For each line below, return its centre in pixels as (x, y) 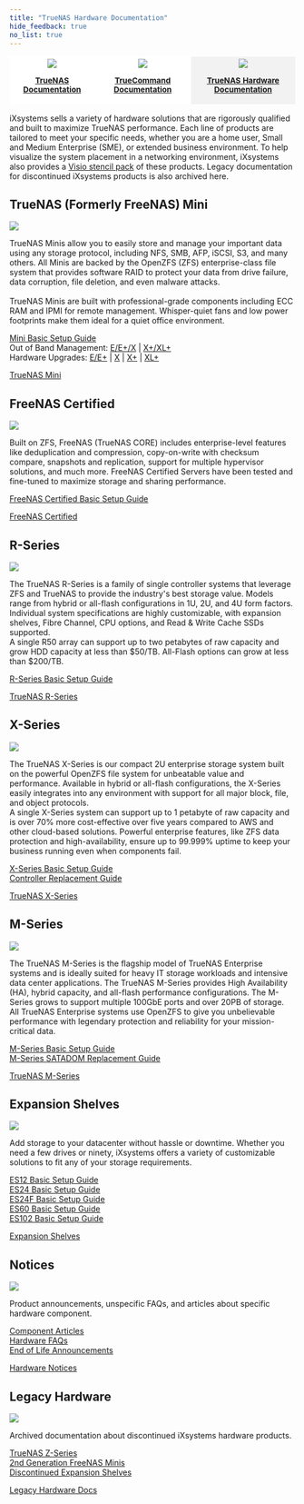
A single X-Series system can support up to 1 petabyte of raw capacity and (150, 812)
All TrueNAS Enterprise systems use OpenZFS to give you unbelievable (142, 1011)
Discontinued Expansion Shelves (71, 1472)
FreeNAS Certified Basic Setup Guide (79, 499)
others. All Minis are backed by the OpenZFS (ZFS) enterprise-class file (143, 263)
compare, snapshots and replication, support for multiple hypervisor (137, 462)
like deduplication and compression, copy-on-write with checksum (134, 453)
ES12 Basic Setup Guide (54, 1180)
